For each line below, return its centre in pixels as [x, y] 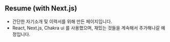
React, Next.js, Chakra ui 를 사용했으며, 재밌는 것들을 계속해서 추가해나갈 [86, 28]
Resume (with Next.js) [41, 8]
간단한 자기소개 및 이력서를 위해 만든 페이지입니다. [62, 21]
